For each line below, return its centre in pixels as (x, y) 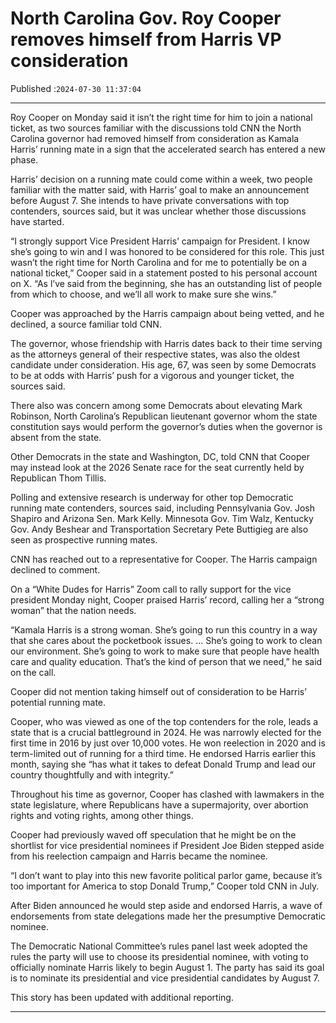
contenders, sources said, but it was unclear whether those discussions (158, 211)
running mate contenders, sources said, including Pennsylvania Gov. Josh (163, 508)
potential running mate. (58, 702)
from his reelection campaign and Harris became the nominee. (139, 856)
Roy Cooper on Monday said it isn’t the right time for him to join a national (161, 117)
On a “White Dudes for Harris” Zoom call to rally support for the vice (151, 589)
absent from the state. (56, 437)
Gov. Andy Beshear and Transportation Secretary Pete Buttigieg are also (159, 529)
